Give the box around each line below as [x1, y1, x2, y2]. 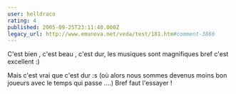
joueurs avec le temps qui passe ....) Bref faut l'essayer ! [7, 79, 173, 88]
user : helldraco [7, 10, 56, 18]
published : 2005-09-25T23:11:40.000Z [7, 23, 120, 31]
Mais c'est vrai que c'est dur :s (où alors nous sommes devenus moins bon [7, 71, 227, 80]
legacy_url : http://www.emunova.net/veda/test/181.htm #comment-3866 [7, 30, 215, 38]
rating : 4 [7, 17, 37, 24]
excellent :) [7, 58, 41, 66]
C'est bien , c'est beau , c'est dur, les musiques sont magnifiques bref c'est [7, 50, 229, 58]
